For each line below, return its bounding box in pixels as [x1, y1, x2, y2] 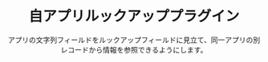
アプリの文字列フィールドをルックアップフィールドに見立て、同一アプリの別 [7, 35, 261, 45]
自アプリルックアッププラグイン [28, 7, 240, 25]
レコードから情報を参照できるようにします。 [60, 45, 208, 54]
